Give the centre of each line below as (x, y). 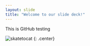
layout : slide (20, 10)
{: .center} (44, 38)
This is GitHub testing (28, 28)
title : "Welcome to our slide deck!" (45, 14)
